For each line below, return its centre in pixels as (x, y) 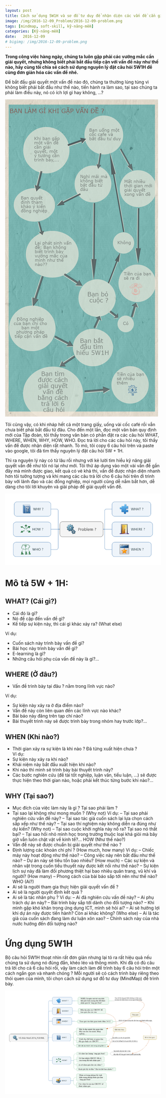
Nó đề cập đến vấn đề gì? (39, 618)
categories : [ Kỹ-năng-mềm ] (33, 31)
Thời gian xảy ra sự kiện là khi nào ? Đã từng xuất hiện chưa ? (75, 749)
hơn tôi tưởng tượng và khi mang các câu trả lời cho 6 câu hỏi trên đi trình (80, 476)
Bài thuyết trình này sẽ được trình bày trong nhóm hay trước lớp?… (80, 721)
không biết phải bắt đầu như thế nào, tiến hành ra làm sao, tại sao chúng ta (81, 87)
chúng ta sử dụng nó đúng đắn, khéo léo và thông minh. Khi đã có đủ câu (80, 962)
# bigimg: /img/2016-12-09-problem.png (46, 42)
